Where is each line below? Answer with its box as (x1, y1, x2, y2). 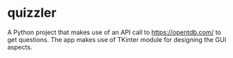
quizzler (7, 5, 57, 21)
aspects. (7, 43, 33, 51)
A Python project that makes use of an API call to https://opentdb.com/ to (7, 28, 222, 36)
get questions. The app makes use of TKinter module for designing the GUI (7, 35, 227, 43)
